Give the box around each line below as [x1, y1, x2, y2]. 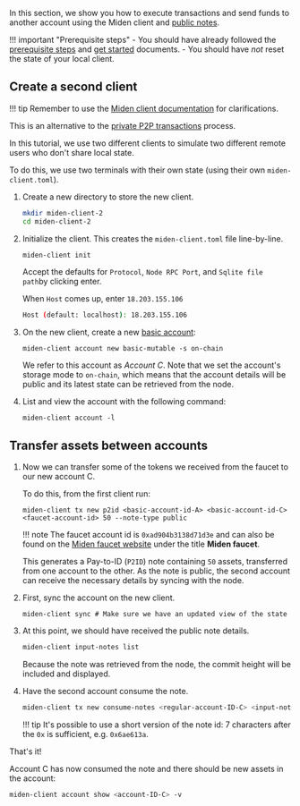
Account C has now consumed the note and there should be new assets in [9, 763, 284, 774]
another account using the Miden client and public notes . [9, 17, 220, 28]
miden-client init [21, 250, 91, 259]
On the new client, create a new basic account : [21, 327, 196, 338]
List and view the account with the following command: [21, 396, 227, 407]
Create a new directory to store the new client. [21, 191, 194, 202]
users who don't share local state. [9, 147, 134, 157]
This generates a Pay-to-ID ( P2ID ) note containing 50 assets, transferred [21, 556, 288, 567]
